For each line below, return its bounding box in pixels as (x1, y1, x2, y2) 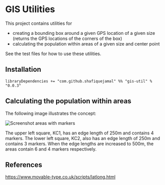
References (5, 160, 42, 169)
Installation (5, 65, 41, 74)
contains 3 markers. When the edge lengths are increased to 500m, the (5, 141, 154, 147)
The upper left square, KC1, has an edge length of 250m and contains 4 (5, 130, 154, 136)
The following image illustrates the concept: (5, 110, 96, 116)
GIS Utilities (5, 4, 56, 15)
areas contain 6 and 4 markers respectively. (5, 146, 97, 152)
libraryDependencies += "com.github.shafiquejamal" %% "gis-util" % (5, 78, 152, 84)
